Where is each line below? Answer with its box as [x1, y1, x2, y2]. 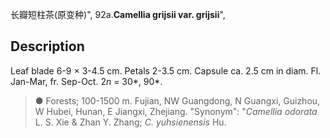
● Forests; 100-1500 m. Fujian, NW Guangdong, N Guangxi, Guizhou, [34, 94, 321, 107]
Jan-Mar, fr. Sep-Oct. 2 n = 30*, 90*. [10, 75, 163, 87]
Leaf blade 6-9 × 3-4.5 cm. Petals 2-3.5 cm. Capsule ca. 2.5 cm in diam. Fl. [10, 64, 322, 77]
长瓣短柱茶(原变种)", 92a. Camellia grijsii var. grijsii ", [10, 9, 226, 20]
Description [10, 38, 85, 55]
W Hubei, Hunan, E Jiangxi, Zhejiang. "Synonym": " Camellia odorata [34, 105, 318, 117]
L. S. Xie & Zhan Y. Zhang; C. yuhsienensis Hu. [34, 116, 227, 128]
